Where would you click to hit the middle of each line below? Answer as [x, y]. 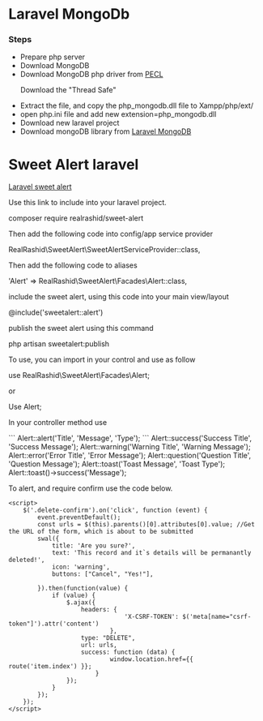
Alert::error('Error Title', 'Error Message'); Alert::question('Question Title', [130, 456]
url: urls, [99, 646]
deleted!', [27, 560]
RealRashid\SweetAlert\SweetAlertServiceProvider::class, [104, 250]
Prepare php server [53, 57]
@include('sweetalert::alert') [56, 312]
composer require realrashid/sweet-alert [76, 218]
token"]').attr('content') [54, 624]
